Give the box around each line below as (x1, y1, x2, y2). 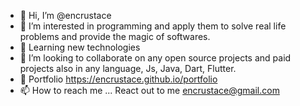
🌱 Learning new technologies (19, 41, 141, 53)
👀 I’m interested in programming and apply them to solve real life (19, 20, 287, 32)
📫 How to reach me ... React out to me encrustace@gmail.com (19, 85, 280, 96)
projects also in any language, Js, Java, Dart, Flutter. (19, 63, 237, 74)
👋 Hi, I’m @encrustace (19, 10, 112, 21)
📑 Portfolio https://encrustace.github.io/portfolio (19, 73, 218, 85)
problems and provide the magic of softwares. (19, 31, 211, 42)
